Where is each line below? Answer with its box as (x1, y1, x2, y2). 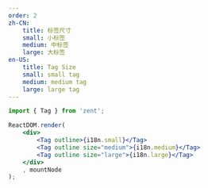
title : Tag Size (22, 63, 77, 71)
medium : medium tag (22, 78, 87, 86)
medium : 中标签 (22, 41, 69, 49)
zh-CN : (8, 19, 30, 27)
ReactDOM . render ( (8, 121, 66, 129)
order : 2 (8, 11, 37, 20)
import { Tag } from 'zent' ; (8, 107, 105, 115)
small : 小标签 (22, 33, 66, 42)
